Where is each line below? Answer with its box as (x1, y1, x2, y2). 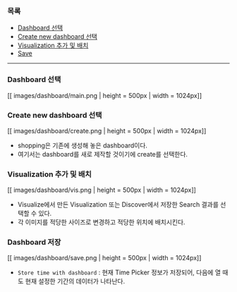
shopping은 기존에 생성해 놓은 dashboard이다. (17, 141, 148, 150)
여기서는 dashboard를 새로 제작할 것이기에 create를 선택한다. (17, 150, 188, 158)
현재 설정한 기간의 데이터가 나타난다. (25, 277, 126, 286)
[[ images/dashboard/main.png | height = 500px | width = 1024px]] (7, 91, 202, 99)
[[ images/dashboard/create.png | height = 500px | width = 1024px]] (7, 126, 207, 135)
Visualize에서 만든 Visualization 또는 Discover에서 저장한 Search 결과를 (17, 200, 219, 209)
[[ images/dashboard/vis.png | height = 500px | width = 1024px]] (7, 185, 196, 195)
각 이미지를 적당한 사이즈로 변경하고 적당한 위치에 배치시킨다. (17, 218, 186, 226)
